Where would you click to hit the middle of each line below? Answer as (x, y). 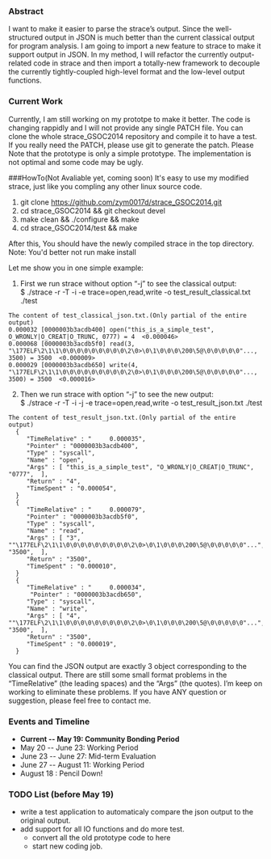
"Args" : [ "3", (54, 538)
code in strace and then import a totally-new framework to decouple (147, 63)
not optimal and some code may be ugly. (76, 162)
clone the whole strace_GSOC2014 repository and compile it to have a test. (133, 136)
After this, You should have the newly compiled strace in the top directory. (131, 243)
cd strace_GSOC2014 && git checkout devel (92, 210)
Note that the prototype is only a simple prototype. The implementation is (130, 153)
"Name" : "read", (55, 531)
